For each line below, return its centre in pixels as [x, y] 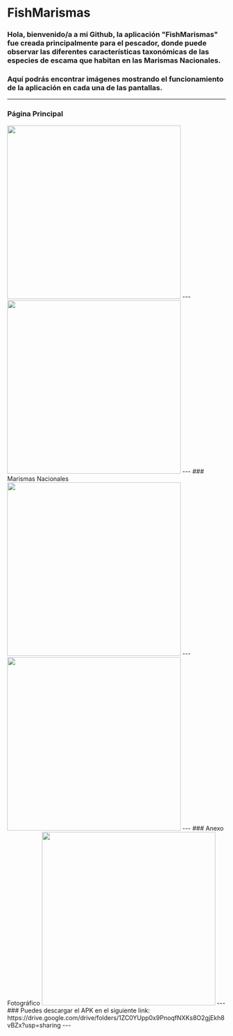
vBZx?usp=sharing [34, 1025]
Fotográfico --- [116, 1003]
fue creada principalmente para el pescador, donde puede [107, 43]
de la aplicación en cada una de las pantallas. [85, 88]
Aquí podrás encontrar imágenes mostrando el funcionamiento [115, 79]
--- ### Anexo [203, 828]
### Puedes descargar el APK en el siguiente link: [79, 1010]
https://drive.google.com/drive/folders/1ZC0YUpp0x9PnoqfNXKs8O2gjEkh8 [116, 1017]
